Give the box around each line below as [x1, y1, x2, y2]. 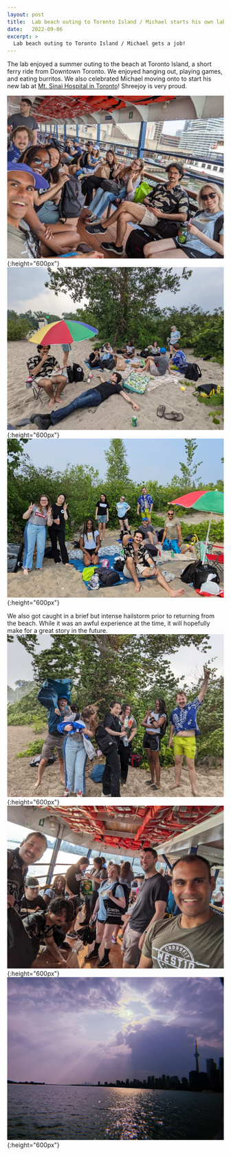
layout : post [7, 11, 45, 18]
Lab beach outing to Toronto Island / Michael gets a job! [13, 40, 186, 48]
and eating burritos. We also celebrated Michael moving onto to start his [7, 74, 212, 83]
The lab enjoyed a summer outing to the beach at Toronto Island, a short [7, 60, 212, 68]
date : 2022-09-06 [7, 26, 63, 32]
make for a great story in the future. [7, 627, 108, 635]
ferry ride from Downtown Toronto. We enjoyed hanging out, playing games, [7, 68, 223, 76]
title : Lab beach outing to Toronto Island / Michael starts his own [7, 18, 214, 26]
